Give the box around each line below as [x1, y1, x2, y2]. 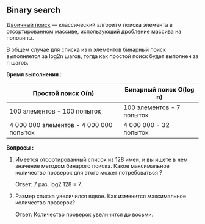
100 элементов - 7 [123, 103, 181, 112]
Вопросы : [6, 143, 34, 151]
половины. [6, 34, 34, 42]
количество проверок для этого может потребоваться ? [15, 168, 163, 176]
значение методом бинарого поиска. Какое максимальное [15, 162, 170, 170]
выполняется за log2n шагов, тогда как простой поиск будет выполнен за [6, 52, 199, 60]
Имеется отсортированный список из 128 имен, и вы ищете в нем [15, 156, 188, 163]
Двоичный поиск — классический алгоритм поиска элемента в [6, 21, 173, 28]
